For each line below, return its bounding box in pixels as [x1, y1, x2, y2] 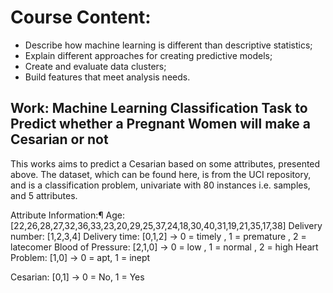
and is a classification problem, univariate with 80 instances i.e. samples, [10, 179, 311, 191]
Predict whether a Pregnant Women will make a [10, 116, 311, 133]
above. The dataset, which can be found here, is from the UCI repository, [10, 168, 312, 180]
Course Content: [10, 6, 152, 29]
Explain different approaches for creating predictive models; [24, 49, 273, 61]
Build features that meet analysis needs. [24, 71, 191, 83]
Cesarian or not [10, 131, 109, 148]
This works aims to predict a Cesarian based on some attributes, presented [10, 157, 321, 170]
